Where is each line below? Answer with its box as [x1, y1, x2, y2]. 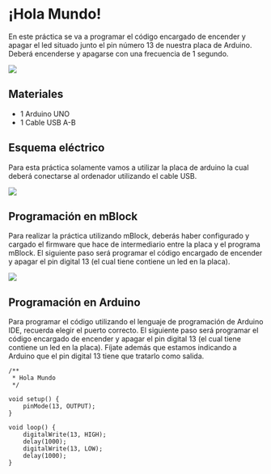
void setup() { [8, 396, 60, 404]
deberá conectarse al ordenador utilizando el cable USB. [8, 171, 197, 180]
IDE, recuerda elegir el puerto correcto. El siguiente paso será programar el [8, 325, 259, 336]
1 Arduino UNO [19, 108, 70, 118]
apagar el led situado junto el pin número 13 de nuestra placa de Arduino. [8, 40, 252, 49]
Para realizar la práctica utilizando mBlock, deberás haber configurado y [8, 231, 250, 241]
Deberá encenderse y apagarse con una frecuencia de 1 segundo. [8, 49, 229, 58]
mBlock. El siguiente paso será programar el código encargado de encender [8, 248, 263, 258]
